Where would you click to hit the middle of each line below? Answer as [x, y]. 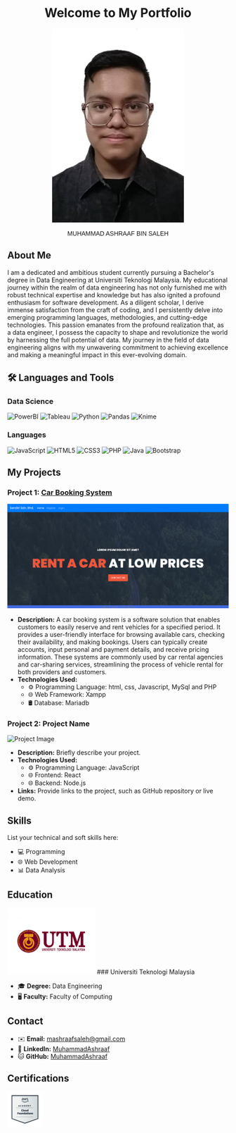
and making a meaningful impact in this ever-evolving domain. [97, 354]
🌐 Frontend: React [54, 775]
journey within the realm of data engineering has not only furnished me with [117, 287]
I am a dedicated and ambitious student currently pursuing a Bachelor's [111, 272]
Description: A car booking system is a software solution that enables [119, 619]
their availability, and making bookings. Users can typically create [112, 642]
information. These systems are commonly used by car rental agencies [120, 657]
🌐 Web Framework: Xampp [67, 694]
